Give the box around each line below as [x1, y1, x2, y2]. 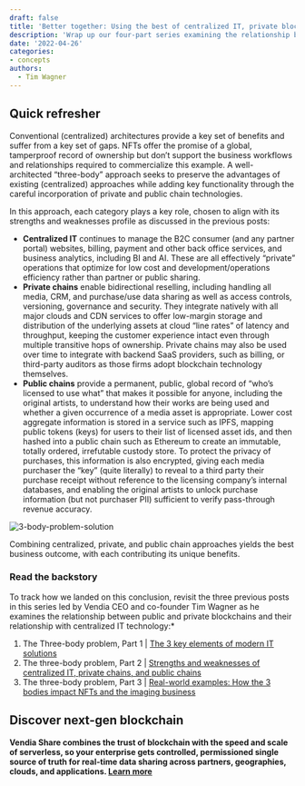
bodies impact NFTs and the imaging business [22, 686, 196, 697]
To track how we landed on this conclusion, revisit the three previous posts [9, 592, 290, 602]
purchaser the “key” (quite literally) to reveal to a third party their [22, 464, 265, 475]
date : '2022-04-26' [9, 38, 84, 48]
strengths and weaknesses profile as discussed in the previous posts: [9, 215, 271, 226]
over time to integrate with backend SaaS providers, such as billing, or [22, 349, 285, 360]
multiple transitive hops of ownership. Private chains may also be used [22, 339, 288, 350]
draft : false [9, 13, 59, 23]
